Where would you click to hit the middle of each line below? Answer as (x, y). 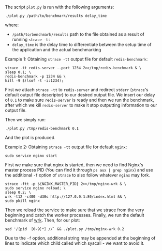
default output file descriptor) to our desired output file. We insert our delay (80, 95)
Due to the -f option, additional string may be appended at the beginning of (80, 238)
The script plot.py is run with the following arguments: (59, 7)
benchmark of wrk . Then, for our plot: (43, 220)
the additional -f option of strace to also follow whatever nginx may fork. (78, 175)
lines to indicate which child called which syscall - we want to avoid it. (75, 243)
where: (12, 25)
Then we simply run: (25, 120)
